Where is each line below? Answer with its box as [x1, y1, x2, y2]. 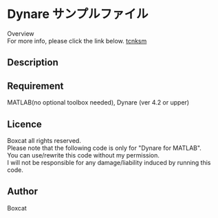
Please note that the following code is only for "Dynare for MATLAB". [7, 144, 201, 152]
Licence [7, 118, 43, 130]
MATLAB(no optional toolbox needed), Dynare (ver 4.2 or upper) [7, 98, 190, 107]
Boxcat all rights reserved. [7, 136, 81, 144]
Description [7, 56, 58, 69]
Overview [7, 29, 34, 38]
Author [7, 186, 38, 197]
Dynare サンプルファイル [7, 6, 149, 22]
